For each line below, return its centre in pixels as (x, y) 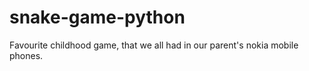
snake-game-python (97, 17)
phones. (26, 55)
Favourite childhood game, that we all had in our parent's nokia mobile (154, 45)
